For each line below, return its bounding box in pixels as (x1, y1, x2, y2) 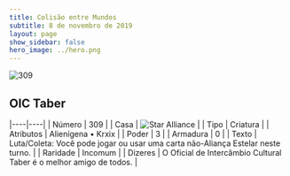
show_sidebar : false (9, 37, 86, 47)
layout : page (9, 29, 58, 38)
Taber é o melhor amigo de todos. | (9, 157, 137, 167)
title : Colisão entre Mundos (9, 12, 117, 22)
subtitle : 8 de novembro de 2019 (9, 21, 133, 30)
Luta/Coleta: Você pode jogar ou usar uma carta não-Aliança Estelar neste (9, 138, 281, 149)
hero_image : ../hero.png (9, 46, 101, 55)
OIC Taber (9, 96, 67, 111)
